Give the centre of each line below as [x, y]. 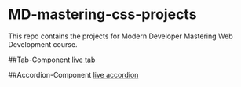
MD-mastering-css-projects [102, 14]
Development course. [43, 44]
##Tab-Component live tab [52, 60]
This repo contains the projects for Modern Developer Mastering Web [120, 36]
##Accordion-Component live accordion [73, 74]
